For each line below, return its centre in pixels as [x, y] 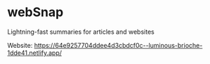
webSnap [35, 12]
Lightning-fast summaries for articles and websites [81, 32]
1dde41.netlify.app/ [34, 53]
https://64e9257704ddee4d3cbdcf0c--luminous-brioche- [118, 45]
